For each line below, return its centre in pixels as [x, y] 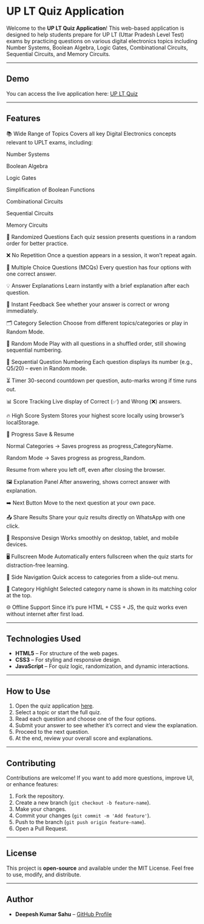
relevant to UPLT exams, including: [49, 142]
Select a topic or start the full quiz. [58, 713]
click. [13, 526]
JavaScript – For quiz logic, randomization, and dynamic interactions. [102, 666]
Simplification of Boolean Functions [51, 190]
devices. [17, 544]
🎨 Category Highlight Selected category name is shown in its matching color [102, 589]
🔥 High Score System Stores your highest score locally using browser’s [95, 415]
